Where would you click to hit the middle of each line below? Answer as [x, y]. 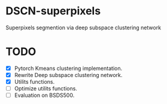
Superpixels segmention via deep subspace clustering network [83, 27]
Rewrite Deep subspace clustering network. [68, 75]
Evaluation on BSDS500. [44, 95]
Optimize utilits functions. [45, 88]
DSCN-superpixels [53, 11]
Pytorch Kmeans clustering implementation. [68, 68]
